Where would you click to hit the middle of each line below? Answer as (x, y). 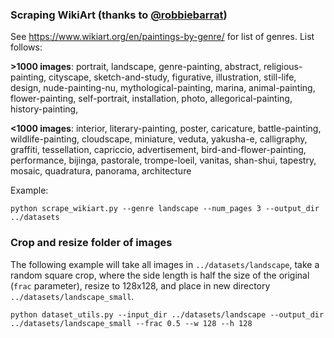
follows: (26, 47)
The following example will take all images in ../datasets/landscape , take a (165, 264)
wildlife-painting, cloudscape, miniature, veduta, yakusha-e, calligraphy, (159, 139)
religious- (283, 67)
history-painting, (44, 109)
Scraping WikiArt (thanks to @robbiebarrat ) (119, 15)
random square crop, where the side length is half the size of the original (160, 275)
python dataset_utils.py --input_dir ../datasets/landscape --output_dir (167, 314)
